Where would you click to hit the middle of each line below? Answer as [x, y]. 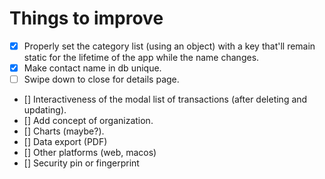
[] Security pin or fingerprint [81, 163]
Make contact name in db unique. [92, 68]
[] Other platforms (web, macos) [90, 153]
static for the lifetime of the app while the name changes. [141, 57]
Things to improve [86, 18]
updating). [45, 110]
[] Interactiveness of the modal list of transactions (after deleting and [165, 99]
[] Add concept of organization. [88, 121]
